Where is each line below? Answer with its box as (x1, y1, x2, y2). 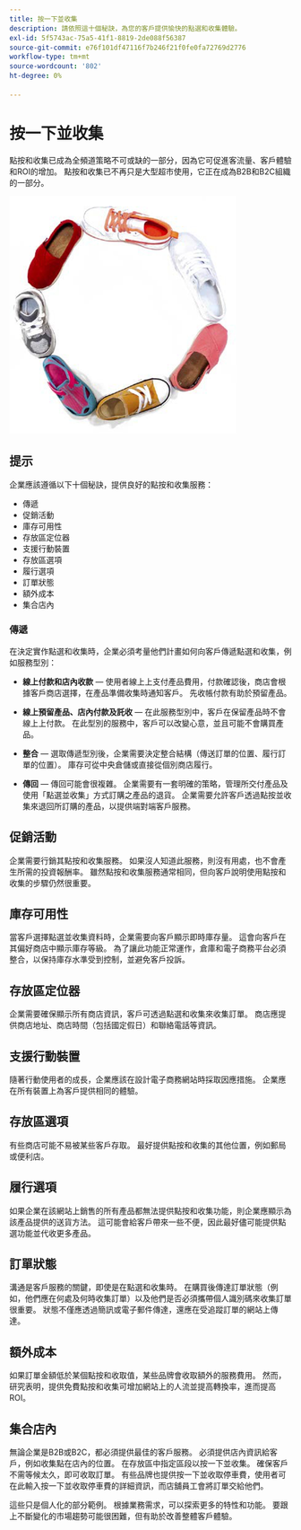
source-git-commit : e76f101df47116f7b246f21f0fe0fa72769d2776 (9, 43, 246, 52)
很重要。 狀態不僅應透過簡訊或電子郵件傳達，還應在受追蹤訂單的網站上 (9, 1305, 271, 1315)
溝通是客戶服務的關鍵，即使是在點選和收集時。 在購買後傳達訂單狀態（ (9, 1282, 271, 1293)
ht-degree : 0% (9, 72, 63, 81)
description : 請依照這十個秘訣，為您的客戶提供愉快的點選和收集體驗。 (9, 23, 242, 33)
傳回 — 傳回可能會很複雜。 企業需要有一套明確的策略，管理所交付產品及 (21, 778, 288, 789)
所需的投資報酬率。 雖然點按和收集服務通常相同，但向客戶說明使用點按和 (16, 866, 287, 877)
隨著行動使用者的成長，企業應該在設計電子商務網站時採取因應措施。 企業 (9, 1074, 279, 1086)
